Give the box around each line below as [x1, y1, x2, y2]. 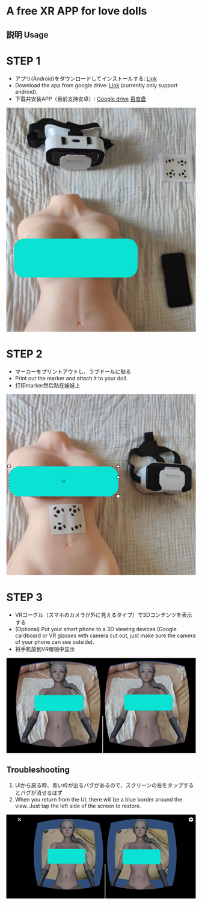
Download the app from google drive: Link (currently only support [14, 81, 178, 88]
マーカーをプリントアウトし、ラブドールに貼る [14, 368, 131, 375]
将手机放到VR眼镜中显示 [14, 646, 75, 653]
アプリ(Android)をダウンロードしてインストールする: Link [14, 75, 158, 82]
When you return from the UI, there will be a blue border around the [14, 795, 182, 803]
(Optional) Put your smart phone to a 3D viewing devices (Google [14, 626, 177, 633]
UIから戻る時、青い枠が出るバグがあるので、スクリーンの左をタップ [14, 781, 183, 789]
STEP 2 [6, 347, 43, 360]
